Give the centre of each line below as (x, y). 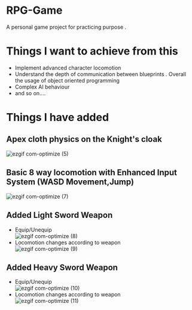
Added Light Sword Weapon (60, 215)
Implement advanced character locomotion (68, 68)
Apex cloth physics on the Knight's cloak (84, 139)
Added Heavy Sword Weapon (62, 267)
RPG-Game (34, 10)
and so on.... (30, 93)
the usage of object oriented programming (67, 80)
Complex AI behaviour (42, 87)
